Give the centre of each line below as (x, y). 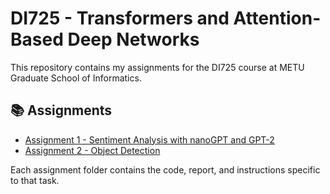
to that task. (35, 180)
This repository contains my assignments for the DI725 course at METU (157, 67)
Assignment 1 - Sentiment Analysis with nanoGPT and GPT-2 (149, 139)
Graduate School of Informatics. (76, 78)
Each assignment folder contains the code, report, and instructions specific (165, 169)
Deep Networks (133, 39)
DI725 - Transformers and (120, 18)
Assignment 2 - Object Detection (92, 150)
